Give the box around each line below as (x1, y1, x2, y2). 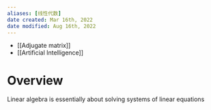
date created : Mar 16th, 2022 (7, 16, 94, 23)
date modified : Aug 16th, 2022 (7, 23, 96, 29)
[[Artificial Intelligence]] (16, 49, 84, 57)
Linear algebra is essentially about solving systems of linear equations (7, 95, 205, 103)
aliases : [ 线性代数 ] (7, 10, 61, 17)
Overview (7, 72, 64, 88)
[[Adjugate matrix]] (16, 42, 71, 50)
